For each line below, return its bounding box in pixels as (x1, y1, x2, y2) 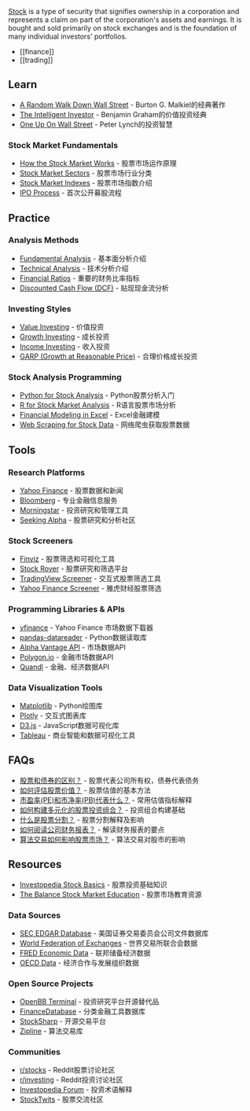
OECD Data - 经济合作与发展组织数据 (19, 958, 139, 967)
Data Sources (8, 910, 61, 921)
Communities (8, 1047, 61, 1058)
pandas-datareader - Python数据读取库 (19, 632, 147, 642)
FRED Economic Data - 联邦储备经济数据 (19, 947, 151, 958)
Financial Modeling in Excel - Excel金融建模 (19, 410, 160, 420)
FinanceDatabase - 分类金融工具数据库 (19, 1006, 145, 1017)
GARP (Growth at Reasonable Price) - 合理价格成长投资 (19, 351, 198, 361)
